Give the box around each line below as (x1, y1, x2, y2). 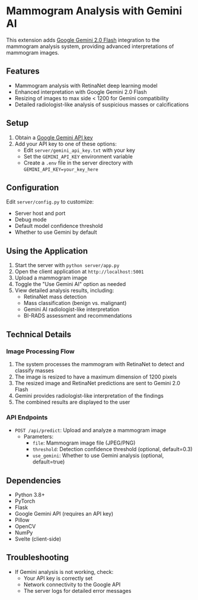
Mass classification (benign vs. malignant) (23, 300, 127, 307)
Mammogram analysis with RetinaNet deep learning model (14, 82, 158, 89)
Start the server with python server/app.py (14, 262, 120, 269)
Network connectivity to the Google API (23, 580, 121, 588)
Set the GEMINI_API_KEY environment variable (23, 153, 133, 160)
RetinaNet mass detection (23, 293, 87, 300)
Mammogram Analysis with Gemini (6, 4, 183, 18)
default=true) (32, 458, 65, 465)
